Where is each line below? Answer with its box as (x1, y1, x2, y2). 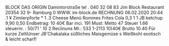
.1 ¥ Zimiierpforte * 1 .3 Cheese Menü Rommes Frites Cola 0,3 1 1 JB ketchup (5, 15, 163, 20)
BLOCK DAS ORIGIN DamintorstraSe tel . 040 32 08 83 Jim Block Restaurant (5, 4, 164, 10)
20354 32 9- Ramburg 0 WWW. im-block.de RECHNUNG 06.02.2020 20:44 (5, 9, 163, 15)
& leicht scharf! (5, 36, 37, 42)
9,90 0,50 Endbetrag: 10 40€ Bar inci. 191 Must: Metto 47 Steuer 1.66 (5, 20, 148, 26)
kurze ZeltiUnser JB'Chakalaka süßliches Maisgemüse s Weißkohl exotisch (5, 31, 161, 36)
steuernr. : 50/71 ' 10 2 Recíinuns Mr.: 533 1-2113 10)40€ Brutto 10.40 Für (5, 25, 156, 31)
